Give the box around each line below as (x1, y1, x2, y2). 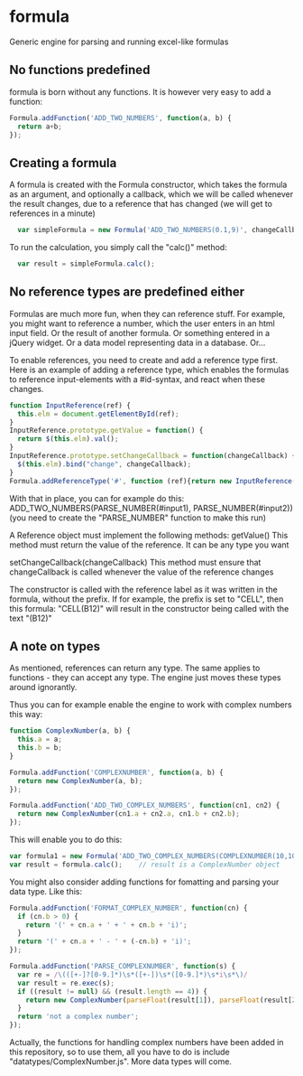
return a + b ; (17, 122, 63, 131)
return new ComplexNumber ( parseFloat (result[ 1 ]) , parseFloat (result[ (25, 996, 293, 1005)
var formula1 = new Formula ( (9, 852, 119, 861)
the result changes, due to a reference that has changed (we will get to (9, 199, 273, 210)
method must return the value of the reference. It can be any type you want (9, 539, 289, 550)
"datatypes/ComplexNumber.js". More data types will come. (9, 1056, 233, 1067)
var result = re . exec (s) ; (17, 978, 115, 987)
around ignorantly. (9, 682, 78, 693)
